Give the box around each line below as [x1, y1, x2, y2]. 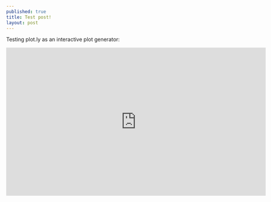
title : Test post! [6, 14, 52, 20]
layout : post [6, 20, 39, 25]
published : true [6, 8, 46, 15]
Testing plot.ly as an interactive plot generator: [6, 36, 120, 43]
